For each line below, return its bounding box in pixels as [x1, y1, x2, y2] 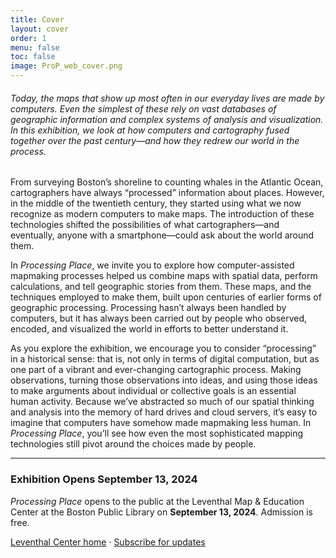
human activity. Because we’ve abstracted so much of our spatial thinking [10, 396, 315, 408]
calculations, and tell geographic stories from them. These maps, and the [10, 281, 312, 293]
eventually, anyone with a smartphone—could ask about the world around [10, 229, 315, 241]
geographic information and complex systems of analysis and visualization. [10, 113, 324, 125]
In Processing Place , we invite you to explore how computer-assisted [10, 259, 295, 271]
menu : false [10, 42, 60, 53]
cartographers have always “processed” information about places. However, [10, 187, 325, 199]
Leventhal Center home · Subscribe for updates [10, 536, 206, 548]
